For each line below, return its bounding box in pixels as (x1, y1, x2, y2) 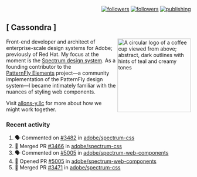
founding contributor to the (6, 63, 72, 70)
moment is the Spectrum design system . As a (6, 56, 116, 64)
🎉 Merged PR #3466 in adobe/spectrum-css (14, 143, 122, 150)
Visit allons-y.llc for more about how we (6, 99, 102, 106)
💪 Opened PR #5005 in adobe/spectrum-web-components (14, 158, 157, 165)
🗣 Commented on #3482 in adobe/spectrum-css (14, 134, 135, 141)
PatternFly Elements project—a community (6, 69, 110, 76)
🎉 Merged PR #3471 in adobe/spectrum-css (14, 164, 121, 171)
